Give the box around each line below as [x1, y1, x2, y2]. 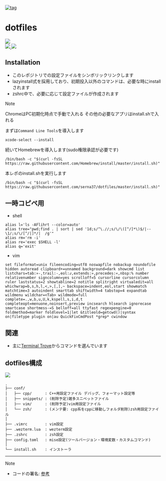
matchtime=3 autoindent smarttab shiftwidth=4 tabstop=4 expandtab [5, 288, 147, 293]
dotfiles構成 [5, 359, 42, 367]
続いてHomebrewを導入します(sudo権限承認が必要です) [5, 147, 119, 153]
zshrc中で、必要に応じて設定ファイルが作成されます [12, 91, 119, 97]
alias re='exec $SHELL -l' [5, 239, 61, 245]
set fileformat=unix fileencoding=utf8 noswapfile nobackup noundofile [5, 262, 156, 267]
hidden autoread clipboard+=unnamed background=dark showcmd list [5, 267, 145, 271]
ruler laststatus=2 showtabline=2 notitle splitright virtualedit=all [5, 279, 154, 284]
